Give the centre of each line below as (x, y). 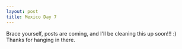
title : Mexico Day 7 (32, 17)
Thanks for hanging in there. (41, 40)
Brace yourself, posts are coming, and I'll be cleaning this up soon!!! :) (91, 33)
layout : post (22, 11)
